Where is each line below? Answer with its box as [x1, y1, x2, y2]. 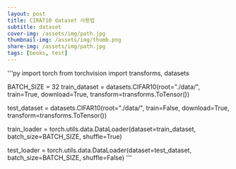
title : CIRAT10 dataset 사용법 [7, 17, 95, 24]
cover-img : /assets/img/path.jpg [7, 30, 106, 37]
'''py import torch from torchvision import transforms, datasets [7, 68, 189, 77]
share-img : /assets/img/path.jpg [7, 43, 106, 50]
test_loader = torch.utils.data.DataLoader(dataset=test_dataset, [7, 146, 192, 154]
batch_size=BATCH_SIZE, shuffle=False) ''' [7, 153, 132, 162]
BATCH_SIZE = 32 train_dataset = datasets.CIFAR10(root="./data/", [7, 82, 201, 91]
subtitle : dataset [7, 23, 61, 30]
